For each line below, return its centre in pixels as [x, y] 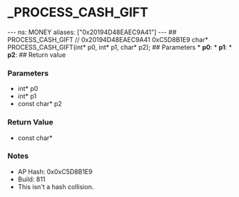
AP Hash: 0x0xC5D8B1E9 [55, 171]
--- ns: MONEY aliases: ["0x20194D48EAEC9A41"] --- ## [92, 32]
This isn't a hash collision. [56, 186]
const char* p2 [40, 104]
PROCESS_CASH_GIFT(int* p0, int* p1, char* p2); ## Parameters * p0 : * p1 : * [120, 47]
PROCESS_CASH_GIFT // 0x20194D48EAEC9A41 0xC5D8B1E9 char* [108, 39]
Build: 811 [31, 179]
